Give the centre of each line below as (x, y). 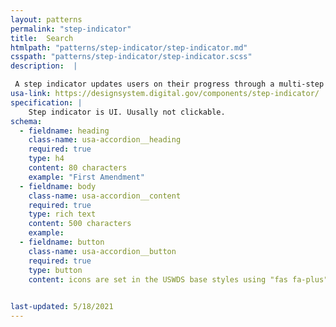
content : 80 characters (78, 168)
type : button (55, 270)
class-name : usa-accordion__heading (105, 140)
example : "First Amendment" (86, 177)
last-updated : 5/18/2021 (62, 307)
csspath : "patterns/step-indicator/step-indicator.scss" (131, 57)
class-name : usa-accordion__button (102, 251)
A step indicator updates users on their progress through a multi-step (169, 84)
